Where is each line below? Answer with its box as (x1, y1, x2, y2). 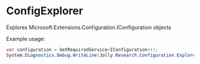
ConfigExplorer (6, 4, 83, 18)
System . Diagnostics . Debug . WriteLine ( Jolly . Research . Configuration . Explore (6, 52, 196, 58)
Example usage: (6, 35, 46, 42)
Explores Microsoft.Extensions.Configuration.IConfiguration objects (6, 24, 171, 31)
